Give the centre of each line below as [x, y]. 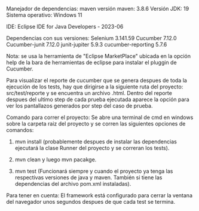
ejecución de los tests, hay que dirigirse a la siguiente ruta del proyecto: [95, 87]
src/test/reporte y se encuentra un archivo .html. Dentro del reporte [89, 93]
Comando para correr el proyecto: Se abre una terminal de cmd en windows [100, 117]
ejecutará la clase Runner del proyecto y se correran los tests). [92, 148]
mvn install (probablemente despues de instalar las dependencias [96, 142]
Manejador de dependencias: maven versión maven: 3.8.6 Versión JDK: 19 [98, 9]
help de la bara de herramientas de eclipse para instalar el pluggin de [92, 62]
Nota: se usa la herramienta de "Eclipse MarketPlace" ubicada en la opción [99, 56]
